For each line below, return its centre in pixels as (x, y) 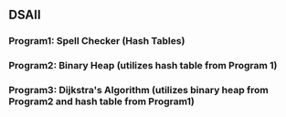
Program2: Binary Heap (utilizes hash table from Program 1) (143, 66)
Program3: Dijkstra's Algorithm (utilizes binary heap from (138, 90)
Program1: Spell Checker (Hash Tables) (97, 41)
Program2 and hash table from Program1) (102, 101)
